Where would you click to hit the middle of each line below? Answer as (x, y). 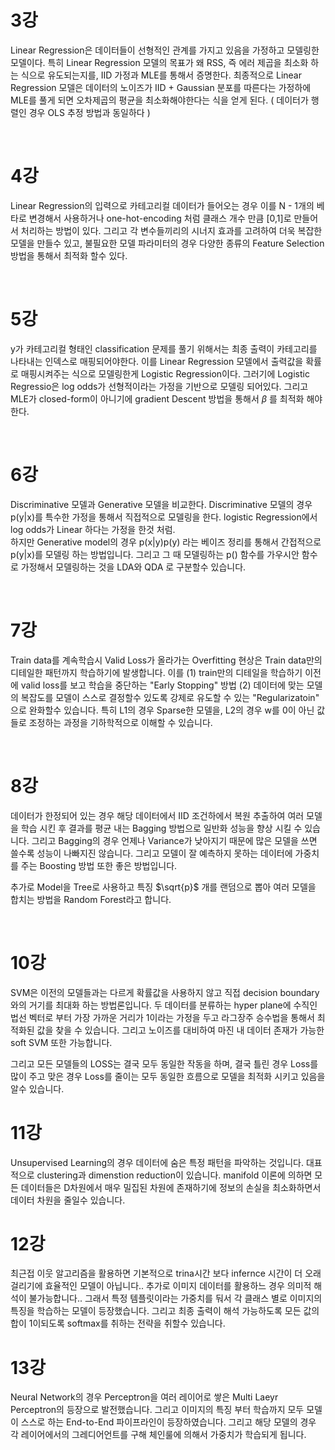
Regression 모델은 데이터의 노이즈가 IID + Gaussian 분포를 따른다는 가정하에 (161, 87)
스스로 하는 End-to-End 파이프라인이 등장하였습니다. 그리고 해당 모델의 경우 (168, 1422)
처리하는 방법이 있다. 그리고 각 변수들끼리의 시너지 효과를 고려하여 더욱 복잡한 (171, 230)
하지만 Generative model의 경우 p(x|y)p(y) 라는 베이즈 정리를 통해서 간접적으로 (166, 542)
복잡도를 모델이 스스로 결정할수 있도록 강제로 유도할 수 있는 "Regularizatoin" (170, 697)
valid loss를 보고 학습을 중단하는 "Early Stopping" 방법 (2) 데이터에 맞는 (162, 685)
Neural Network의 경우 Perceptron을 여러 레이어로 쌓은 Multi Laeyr (144, 1397)
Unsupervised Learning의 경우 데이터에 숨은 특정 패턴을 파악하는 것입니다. (157, 1162)
